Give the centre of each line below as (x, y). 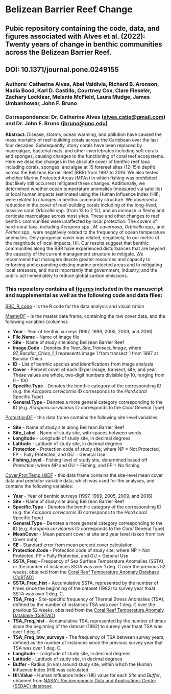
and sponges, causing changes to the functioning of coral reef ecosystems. (85, 156)
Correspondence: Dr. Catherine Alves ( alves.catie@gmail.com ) (86, 117)
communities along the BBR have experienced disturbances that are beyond (85, 248)
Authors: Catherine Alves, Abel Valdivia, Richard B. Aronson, (82, 84)
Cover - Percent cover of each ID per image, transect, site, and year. (85, 369)
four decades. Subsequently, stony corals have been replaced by (74, 145)
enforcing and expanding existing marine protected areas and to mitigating (84, 265)
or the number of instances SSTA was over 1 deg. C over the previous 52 (89, 567)
